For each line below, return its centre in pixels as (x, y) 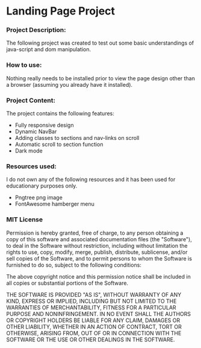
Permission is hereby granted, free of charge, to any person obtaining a (95, 233)
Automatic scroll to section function (59, 144)
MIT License (25, 220)
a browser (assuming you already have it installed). (70, 84)
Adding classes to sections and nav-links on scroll (77, 138)
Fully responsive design (44, 125)
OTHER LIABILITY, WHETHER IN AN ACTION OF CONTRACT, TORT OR (94, 326)
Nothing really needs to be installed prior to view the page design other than (101, 78)
